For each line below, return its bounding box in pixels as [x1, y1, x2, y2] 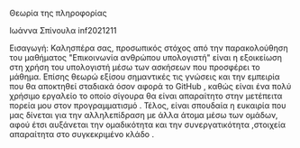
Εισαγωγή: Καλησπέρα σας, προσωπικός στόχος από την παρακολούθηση [9, 42, 288, 53]
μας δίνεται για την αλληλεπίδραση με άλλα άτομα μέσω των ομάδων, [9, 110, 278, 120]
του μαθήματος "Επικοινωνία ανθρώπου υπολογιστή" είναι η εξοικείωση [9, 52, 282, 62]
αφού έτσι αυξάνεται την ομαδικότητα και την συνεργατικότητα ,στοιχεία [9, 119, 286, 130]
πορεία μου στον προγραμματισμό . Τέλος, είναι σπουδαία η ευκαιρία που [9, 100, 286, 111]
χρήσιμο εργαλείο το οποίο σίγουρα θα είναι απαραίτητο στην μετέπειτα [9, 90, 283, 101]
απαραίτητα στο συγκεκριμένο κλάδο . [9, 129, 155, 139]
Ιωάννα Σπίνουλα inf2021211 [9, 25, 117, 35]
